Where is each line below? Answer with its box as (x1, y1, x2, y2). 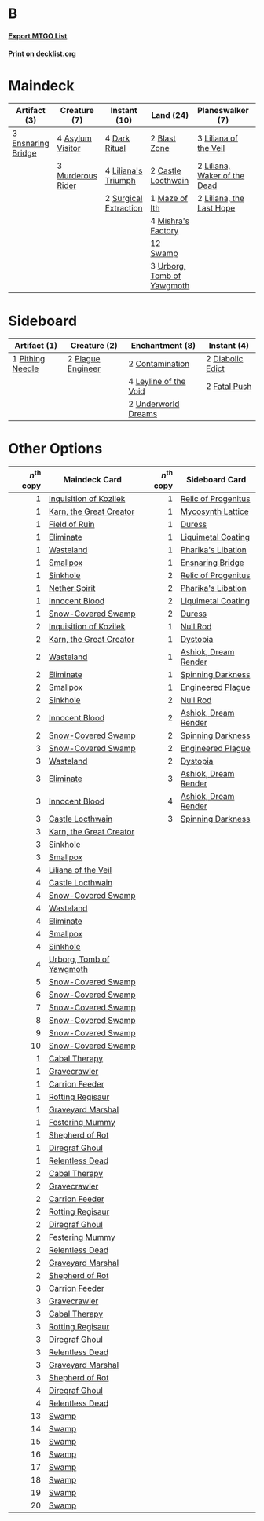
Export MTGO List (8, 31, 68, 40)
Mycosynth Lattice (180, 506, 249, 517)
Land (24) (151, 110, 189, 121)
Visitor (57, 143, 81, 154)
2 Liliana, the (197, 193, 245, 204)
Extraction (104, 203, 143, 214)
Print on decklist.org (8, 49, 76, 59)
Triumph (104, 175, 136, 186)
